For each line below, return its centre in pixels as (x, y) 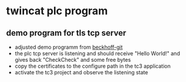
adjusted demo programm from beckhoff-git (69, 47)
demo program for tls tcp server (66, 33)
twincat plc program (57, 11)
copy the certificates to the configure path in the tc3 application (92, 66)
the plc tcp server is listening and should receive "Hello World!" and (97, 53)
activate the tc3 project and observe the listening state (81, 72)
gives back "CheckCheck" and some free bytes (73, 60)
